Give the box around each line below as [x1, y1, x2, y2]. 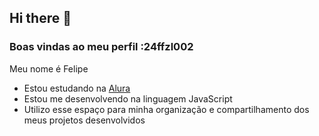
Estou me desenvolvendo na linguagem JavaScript [23, 92, 233, 105]
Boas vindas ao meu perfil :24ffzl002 [9, 40, 194, 54]
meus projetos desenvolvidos [23, 114, 146, 126]
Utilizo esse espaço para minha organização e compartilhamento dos [23, 103, 310, 115]
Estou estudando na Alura [23, 82, 131, 94]
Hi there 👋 [9, 10, 72, 27]
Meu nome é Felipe [9, 62, 89, 75]
